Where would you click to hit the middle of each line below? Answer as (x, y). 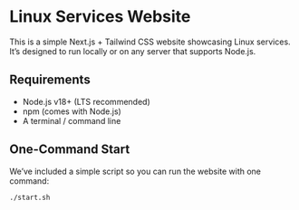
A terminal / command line (72, 120)
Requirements (50, 80)
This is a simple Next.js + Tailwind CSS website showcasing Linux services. (150, 42)
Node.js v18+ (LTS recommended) (87, 101)
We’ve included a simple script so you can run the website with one (135, 171)
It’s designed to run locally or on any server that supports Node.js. (133, 51)
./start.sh (30, 197)
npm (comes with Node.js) (72, 111)
